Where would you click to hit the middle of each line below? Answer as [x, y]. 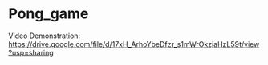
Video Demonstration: [45, 36]
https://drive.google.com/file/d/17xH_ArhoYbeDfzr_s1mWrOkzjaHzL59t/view [134, 44]
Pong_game [49, 14]
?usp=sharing [31, 52]
